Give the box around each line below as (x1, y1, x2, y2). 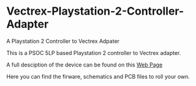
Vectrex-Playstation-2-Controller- (6, 4, 184, 18)
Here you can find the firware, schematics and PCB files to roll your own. (6, 73, 190, 80)
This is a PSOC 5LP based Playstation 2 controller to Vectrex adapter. (6, 49, 181, 56)
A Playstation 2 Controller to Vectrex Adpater (6, 37, 120, 45)
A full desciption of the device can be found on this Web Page (6, 61, 163, 68)
